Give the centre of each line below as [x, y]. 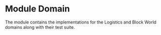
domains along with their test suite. [40, 27]
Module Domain [38, 9]
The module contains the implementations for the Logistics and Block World [81, 22]
